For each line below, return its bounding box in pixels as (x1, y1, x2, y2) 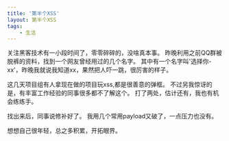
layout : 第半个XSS (7, 16, 57, 23)
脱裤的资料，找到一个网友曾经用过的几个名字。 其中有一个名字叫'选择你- (7, 57, 212, 66)
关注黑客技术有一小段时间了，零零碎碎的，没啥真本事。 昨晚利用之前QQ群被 (7, 49, 223, 57)
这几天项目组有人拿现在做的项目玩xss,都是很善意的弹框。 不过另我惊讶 (7, 80, 207, 89)
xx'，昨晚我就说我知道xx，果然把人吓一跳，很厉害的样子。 (7, 66, 173, 74)
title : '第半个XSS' (7, 10, 60, 17)
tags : (7, 23, 23, 29)
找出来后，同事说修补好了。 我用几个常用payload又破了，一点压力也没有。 (7, 112, 218, 120)
